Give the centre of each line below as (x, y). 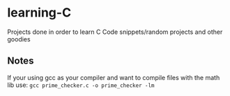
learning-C (39, 13)
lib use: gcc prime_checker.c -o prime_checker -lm (81, 85)
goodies (19, 39)
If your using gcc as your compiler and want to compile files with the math (114, 77)
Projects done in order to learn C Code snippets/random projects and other (115, 32)
